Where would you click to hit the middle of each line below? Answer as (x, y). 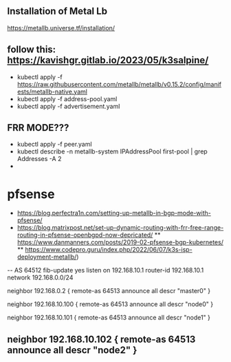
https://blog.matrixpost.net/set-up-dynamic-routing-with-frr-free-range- (120, 228)
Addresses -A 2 (39, 159)
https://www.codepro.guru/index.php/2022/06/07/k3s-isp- (109, 250)
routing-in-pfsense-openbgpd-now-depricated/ (85, 235)
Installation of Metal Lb (57, 11)
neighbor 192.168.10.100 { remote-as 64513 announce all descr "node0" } (110, 304)
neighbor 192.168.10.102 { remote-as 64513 (101, 339)
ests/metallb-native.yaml (52, 92)
